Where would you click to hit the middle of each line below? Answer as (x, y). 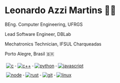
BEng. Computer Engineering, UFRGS (44, 24)
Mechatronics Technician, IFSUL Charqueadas (53, 44)
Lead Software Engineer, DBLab (38, 34)
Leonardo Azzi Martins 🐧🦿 (61, 10)
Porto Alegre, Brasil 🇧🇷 (29, 54)
